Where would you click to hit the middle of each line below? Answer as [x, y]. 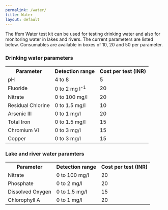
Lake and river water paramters [45, 153]
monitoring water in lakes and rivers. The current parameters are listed [79, 39]
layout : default [22, 19]
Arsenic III [20, 114]
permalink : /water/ [26, 10]
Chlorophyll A [24, 200]
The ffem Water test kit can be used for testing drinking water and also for [83, 34]
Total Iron [19, 122]
